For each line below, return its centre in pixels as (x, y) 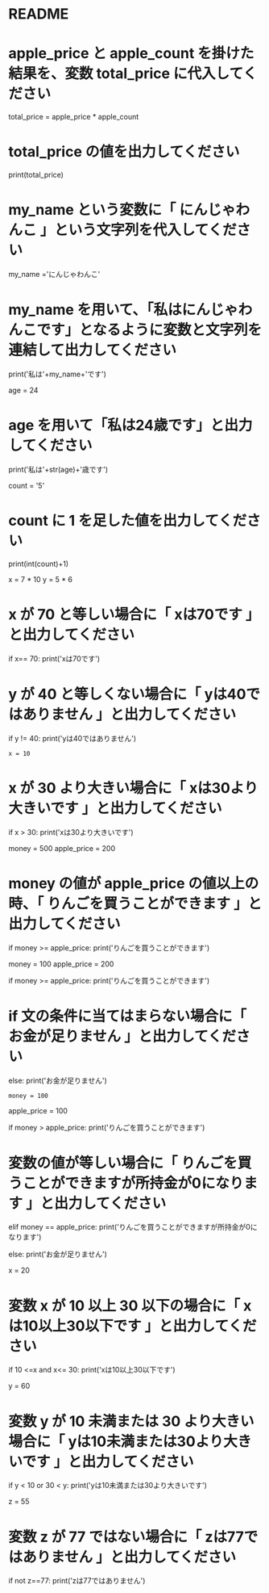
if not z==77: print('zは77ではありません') (77, 1581)
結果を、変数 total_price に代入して (126, 74)
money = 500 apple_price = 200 (62, 848)
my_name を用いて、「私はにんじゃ (124, 310)
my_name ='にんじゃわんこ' (54, 274)
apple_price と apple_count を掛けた (131, 54)
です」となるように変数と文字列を (149, 330)
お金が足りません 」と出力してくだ (122, 1036)
